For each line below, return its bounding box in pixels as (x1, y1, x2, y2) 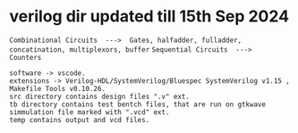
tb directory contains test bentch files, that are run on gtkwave (9, 100, 267, 109)
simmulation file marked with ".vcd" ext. (9, 107, 170, 117)
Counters (9, 53, 42, 62)
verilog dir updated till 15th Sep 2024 (9, 6, 289, 27)
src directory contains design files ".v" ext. (9, 92, 191, 101)
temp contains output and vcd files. (9, 115, 150, 124)
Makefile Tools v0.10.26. (9, 84, 106, 93)
